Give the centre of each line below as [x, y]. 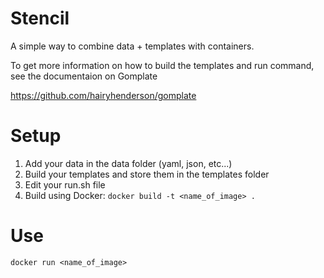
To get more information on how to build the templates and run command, [162, 65]
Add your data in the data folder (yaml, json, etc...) [128, 163]
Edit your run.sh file [65, 184]
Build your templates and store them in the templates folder [147, 174]
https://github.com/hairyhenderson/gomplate [103, 95]
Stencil [40, 18]
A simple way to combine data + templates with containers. [132, 46]
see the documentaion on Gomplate [84, 76]
